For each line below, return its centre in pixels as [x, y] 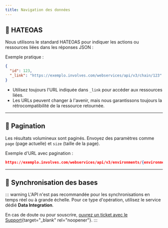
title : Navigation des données [38, 10]
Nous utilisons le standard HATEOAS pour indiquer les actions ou [72, 42]
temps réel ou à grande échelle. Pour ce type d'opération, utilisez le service [83, 200]
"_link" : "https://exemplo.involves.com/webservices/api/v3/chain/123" [86, 75]
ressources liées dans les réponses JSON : [49, 47]
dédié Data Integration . [29, 205]
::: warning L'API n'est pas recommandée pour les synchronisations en [77, 194]
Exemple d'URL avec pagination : [39, 153]
